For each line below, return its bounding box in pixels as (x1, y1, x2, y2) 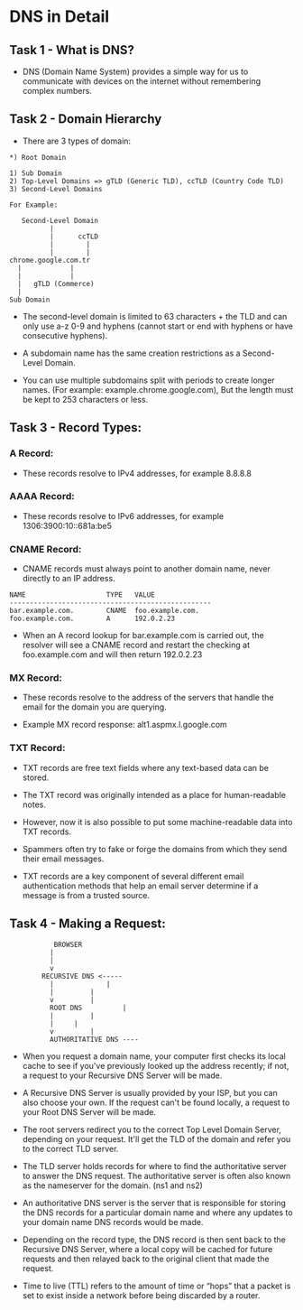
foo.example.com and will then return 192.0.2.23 (22, 649, 203, 660)
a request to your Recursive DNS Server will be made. (22, 1070, 223, 1081)
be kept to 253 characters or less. (22, 394, 149, 404)
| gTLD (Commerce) (17, 279, 95, 288)
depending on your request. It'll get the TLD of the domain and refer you (22, 1133, 291, 1144)
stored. (22, 772, 50, 783)
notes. (22, 799, 47, 810)
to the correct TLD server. (22, 1143, 119, 1154)
